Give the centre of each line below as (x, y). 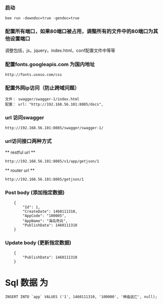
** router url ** (20, 170)
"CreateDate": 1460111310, (50, 211)
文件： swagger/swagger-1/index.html (42, 99)
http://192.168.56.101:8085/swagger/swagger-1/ (54, 128)
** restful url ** (20, 152)
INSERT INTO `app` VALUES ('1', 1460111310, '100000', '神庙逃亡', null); (81, 297)
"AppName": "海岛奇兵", (45, 221)
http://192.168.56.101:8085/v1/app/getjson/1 (52, 161)
